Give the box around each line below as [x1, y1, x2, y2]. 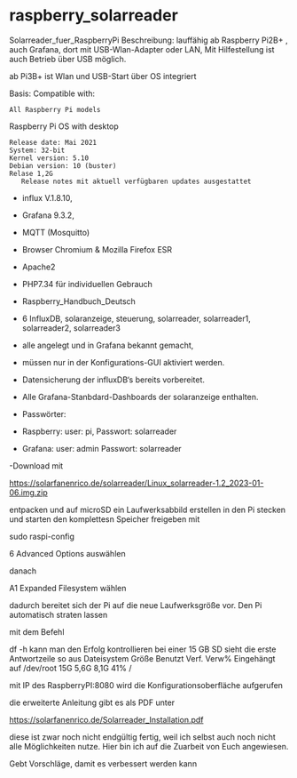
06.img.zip [9, 486, 49, 498]
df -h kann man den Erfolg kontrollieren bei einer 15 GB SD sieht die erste [9, 644, 277, 654]
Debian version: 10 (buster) [9, 161, 117, 170]
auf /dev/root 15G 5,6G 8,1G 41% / [9, 662, 132, 673]
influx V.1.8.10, [21, 192, 73, 203]
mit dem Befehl [9, 626, 65, 637]
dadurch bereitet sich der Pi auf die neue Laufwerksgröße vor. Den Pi [9, 599, 262, 610]
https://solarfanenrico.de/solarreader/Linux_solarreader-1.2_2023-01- [9, 477, 264, 488]
